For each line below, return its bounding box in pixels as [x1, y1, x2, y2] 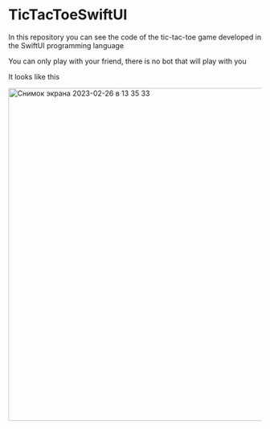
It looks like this [8, 71, 60, 81]
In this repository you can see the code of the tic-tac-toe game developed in [8, 32, 262, 42]
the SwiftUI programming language [8, 40, 125, 50]
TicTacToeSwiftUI [8, 6, 128, 24]
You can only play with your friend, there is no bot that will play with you [8, 56, 247, 66]
